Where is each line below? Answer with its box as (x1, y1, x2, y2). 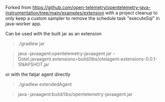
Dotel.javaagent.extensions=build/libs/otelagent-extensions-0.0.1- (17, 56, 157, 62)
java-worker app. (5, 21, 42, 27)
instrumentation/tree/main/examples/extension (5, 10, 105, 16)
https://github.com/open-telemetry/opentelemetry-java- (32, 5, 151, 10)
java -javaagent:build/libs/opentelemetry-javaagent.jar (17, 91, 133, 97)
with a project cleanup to (105, 10, 158, 16)
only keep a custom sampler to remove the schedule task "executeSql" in (5, 15, 160, 21)
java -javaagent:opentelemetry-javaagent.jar (17, 51, 112, 56)
